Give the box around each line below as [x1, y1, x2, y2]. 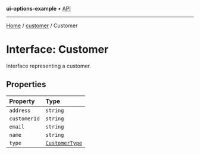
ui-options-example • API [6, 5, 71, 12]
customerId [9, 115, 40, 122]
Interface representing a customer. [6, 62, 91, 69]
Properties [6, 79, 46, 89]
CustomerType [45, 139, 83, 146]
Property [9, 97, 35, 105]
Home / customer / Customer [6, 22, 78, 29]
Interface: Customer [6, 43, 109, 56]
